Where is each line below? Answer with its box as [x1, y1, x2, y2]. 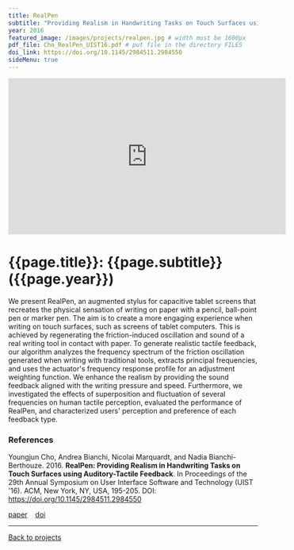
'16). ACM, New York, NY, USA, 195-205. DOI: [8, 486, 157, 496]
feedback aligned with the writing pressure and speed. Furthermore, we [8, 380, 243, 390]
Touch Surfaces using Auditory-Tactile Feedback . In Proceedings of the [8, 469, 247, 479]
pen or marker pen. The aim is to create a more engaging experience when [8, 313, 253, 322]
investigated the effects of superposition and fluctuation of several [8, 389, 226, 398]
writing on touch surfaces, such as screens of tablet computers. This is [8, 321, 241, 331]
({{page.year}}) [8, 271, 114, 288]
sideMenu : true [8, 56, 59, 64]
